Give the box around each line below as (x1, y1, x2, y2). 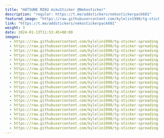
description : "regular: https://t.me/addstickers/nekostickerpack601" (5, 12, 152, 17)
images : (5, 35, 21, 40)
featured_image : (5, 16, 38, 21)
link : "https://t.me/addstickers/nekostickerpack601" (5, 21, 117, 26)
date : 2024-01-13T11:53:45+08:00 (5, 30, 73, 35)
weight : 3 (5, 25, 25, 30)
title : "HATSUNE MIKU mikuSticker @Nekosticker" (5, 7, 106, 12)
